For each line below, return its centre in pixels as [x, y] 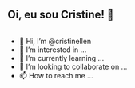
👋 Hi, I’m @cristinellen [55, 41]
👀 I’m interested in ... [53, 50]
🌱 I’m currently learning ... [62, 58]
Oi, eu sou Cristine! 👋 [61, 15]
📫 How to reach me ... [56, 75]
